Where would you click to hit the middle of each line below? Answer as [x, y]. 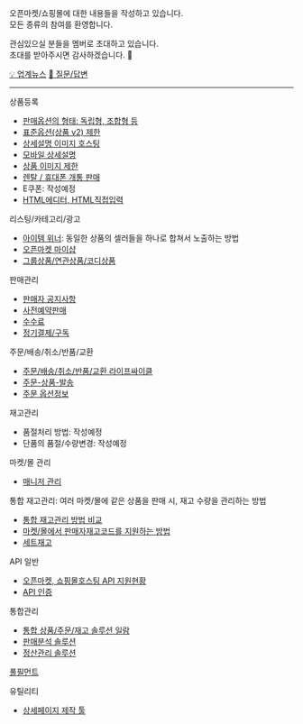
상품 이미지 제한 [50, 166]
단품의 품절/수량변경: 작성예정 [75, 443]
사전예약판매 [45, 310]
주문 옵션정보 [46, 394]
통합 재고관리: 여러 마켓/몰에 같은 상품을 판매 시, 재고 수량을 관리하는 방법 [138, 500]
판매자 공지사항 [49, 299]
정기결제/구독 [46, 333]
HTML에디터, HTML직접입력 [73, 200]
